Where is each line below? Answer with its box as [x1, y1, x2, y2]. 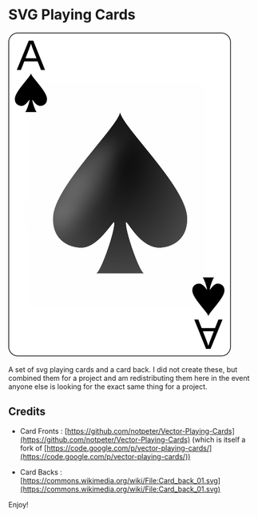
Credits [8, 405, 46, 419]
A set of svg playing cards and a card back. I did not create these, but [8, 364, 238, 374]
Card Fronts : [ [19, 426, 68, 435]
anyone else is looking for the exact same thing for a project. [8, 382, 208, 391]
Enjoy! [8, 499, 30, 509]
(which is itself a [192, 435, 246, 444]
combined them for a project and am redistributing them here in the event [8, 373, 250, 383]
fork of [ [19, 443, 47, 453]
